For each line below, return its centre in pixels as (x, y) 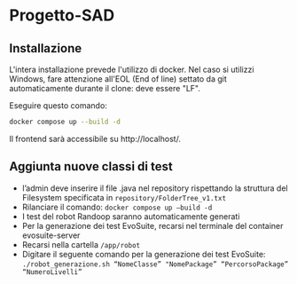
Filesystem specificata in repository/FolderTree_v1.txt (124, 197)
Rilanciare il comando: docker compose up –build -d (117, 207)
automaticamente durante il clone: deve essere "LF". (105, 88)
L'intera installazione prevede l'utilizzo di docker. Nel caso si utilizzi (132, 69)
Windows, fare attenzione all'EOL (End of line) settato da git (118, 79)
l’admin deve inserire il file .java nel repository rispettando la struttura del (155, 188)
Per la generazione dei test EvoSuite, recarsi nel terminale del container (152, 225)
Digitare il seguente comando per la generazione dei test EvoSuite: (144, 254)
